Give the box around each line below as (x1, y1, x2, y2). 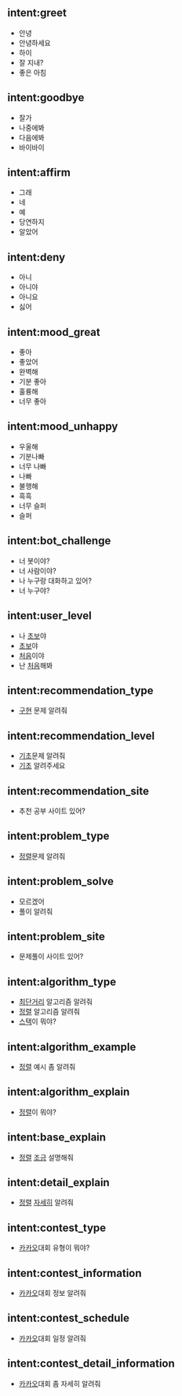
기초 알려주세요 (18, 761, 66, 771)
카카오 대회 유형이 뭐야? (18, 1243, 90, 1252)
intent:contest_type (7, 1221, 107, 1234)
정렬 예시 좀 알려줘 (18, 1062, 76, 1071)
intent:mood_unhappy (7, 420, 118, 433)
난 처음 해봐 (18, 660, 53, 670)
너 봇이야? (18, 556, 50, 565)
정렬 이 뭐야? (18, 1107, 56, 1117)
